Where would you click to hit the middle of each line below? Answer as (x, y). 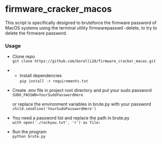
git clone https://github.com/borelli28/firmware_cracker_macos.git (84, 61)
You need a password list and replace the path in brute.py (71, 118)
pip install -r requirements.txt (54, 81)
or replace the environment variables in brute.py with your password (81, 104)
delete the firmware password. (36, 33)
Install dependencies (41, 76)
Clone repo (24, 57)
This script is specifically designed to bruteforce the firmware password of (81, 23)
